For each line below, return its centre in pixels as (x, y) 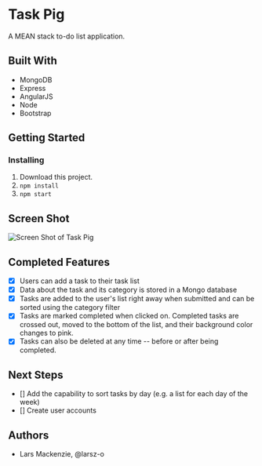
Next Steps (36, 375)
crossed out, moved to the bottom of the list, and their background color (136, 325)
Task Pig (36, 15)
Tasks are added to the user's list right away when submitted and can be (137, 299)
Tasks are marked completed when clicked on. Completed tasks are (129, 316)
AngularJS (36, 96)
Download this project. (56, 177)
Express (33, 88)
